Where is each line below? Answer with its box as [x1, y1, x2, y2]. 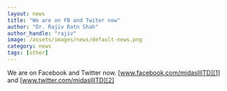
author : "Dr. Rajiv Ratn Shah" [7, 23, 99, 30]
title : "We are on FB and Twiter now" [7, 17, 121, 24]
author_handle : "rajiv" [7, 29, 77, 37]
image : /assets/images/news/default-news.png [7, 36, 142, 43]
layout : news [7, 10, 46, 17]
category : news [7, 43, 52, 50]
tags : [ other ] [7, 50, 49, 57]
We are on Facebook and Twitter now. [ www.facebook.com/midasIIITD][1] [7, 68, 221, 77]
